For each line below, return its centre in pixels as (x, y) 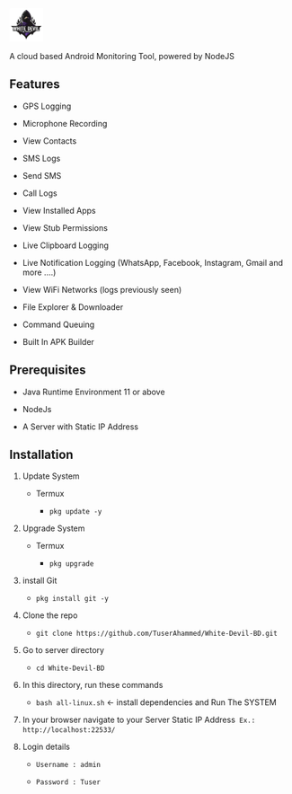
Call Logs (40, 193)
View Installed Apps (59, 210)
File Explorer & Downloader (73, 307)
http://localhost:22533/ (69, 730)
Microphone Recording (65, 123)
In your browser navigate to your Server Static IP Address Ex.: (139, 720)
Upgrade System (53, 528)
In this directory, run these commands (93, 685)
